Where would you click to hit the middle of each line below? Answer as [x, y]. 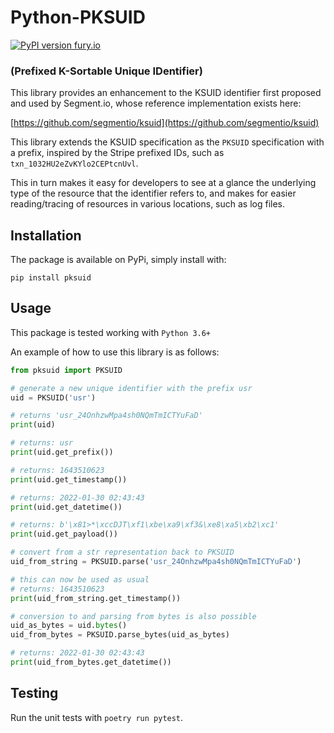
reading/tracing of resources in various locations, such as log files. [148, 204]
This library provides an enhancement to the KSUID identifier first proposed [166, 93]
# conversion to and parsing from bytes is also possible [133, 616]
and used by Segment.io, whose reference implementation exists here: [156, 103]
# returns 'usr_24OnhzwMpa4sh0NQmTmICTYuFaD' [106, 416]
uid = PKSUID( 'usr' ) [53, 397]
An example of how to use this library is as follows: [115, 352]
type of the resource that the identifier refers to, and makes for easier [153, 193]
